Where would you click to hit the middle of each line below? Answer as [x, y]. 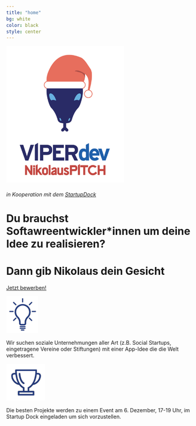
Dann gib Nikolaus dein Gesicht [85, 271]
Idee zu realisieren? [56, 244]
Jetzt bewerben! [26, 287]
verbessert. [20, 355]
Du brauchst [37, 219]
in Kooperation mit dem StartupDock [51, 194]
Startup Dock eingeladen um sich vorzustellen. [64, 416]
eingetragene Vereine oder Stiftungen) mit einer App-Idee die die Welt [93, 349]
